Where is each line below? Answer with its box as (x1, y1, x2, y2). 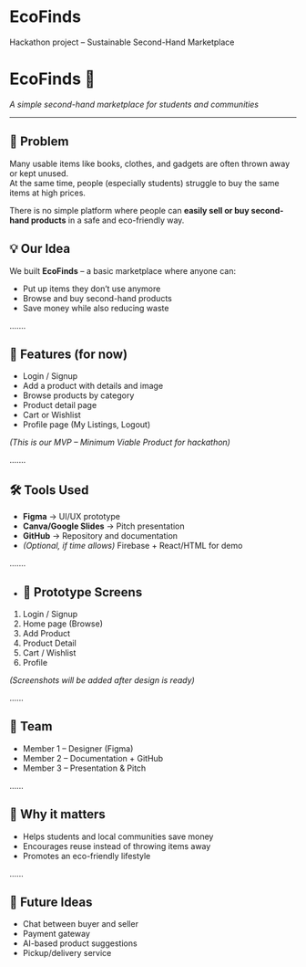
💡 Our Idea (9, 241, 71, 257)
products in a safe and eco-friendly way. (30, 215, 185, 226)
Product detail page (22, 400, 97, 411)
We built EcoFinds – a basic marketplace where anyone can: (9, 265, 237, 276)
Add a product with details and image (22, 381, 164, 392)
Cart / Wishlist (22, 646, 76, 658)
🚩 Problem (9, 134, 69, 150)
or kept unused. (9, 167, 69, 179)
